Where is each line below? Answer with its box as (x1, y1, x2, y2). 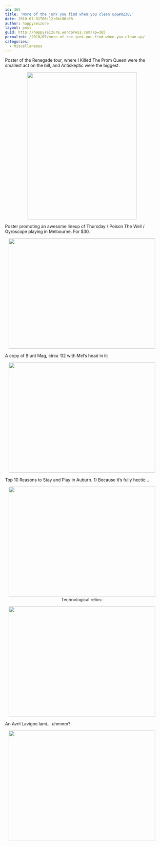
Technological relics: (61, 596, 103, 602)
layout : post (5, 26, 32, 30)
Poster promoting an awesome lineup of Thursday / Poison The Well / (5, 223, 145, 229)
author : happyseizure (5, 21, 49, 26)
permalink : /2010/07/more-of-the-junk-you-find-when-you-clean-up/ (5, 35, 145, 40)
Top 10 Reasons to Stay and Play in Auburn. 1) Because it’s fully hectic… (5, 477, 150, 483)
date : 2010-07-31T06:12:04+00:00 (5, 16, 73, 21)
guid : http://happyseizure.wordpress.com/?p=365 (5, 30, 106, 35)
